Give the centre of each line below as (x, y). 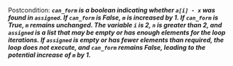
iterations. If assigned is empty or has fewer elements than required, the (116, 40)
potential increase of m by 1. (50, 55)
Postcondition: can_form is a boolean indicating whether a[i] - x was (112, 10)
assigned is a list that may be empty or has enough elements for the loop (117, 32)
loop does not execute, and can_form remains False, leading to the (107, 47)
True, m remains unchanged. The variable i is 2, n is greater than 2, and (115, 25)
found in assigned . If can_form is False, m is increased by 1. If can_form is (113, 18)
